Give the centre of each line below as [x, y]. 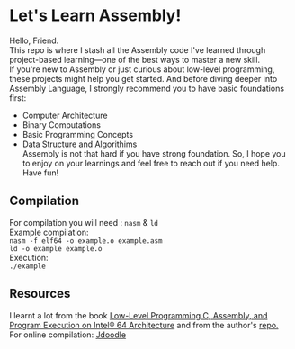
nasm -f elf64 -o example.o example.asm [86, 241]
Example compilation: [49, 232]
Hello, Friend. [34, 40]
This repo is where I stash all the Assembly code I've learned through [138, 49]
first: [18, 98]
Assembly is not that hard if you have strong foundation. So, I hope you [154, 153]
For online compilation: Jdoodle [68, 335]
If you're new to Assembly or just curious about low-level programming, [142, 69]
